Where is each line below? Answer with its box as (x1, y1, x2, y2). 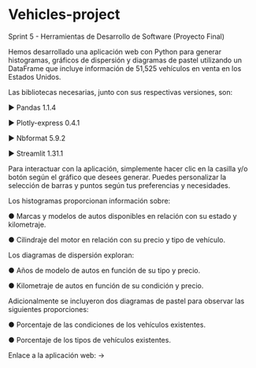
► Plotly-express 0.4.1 (8, 118, 80, 127)
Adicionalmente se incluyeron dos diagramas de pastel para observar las (8, 296, 245, 306)
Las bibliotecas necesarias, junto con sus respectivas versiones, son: (8, 87, 233, 96)
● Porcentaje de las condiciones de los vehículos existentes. (8, 320, 206, 329)
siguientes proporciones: (8, 304, 89, 314)
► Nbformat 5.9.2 (8, 133, 65, 143)
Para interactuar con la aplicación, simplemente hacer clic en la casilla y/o (8, 163, 248, 173)
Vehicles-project (8, 6, 121, 24)
